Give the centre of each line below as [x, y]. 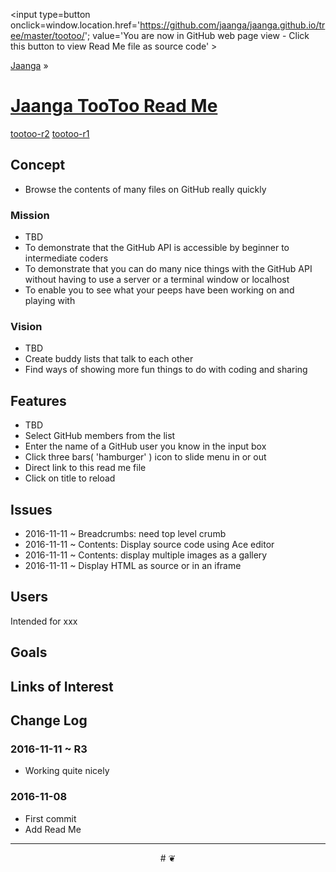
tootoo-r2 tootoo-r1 [50, 133]
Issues [31, 509]
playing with [50, 301]
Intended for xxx [44, 621]
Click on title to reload [70, 478]
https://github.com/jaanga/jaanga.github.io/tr [232, 25]
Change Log [49, 720]
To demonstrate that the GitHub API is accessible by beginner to [157, 248]
